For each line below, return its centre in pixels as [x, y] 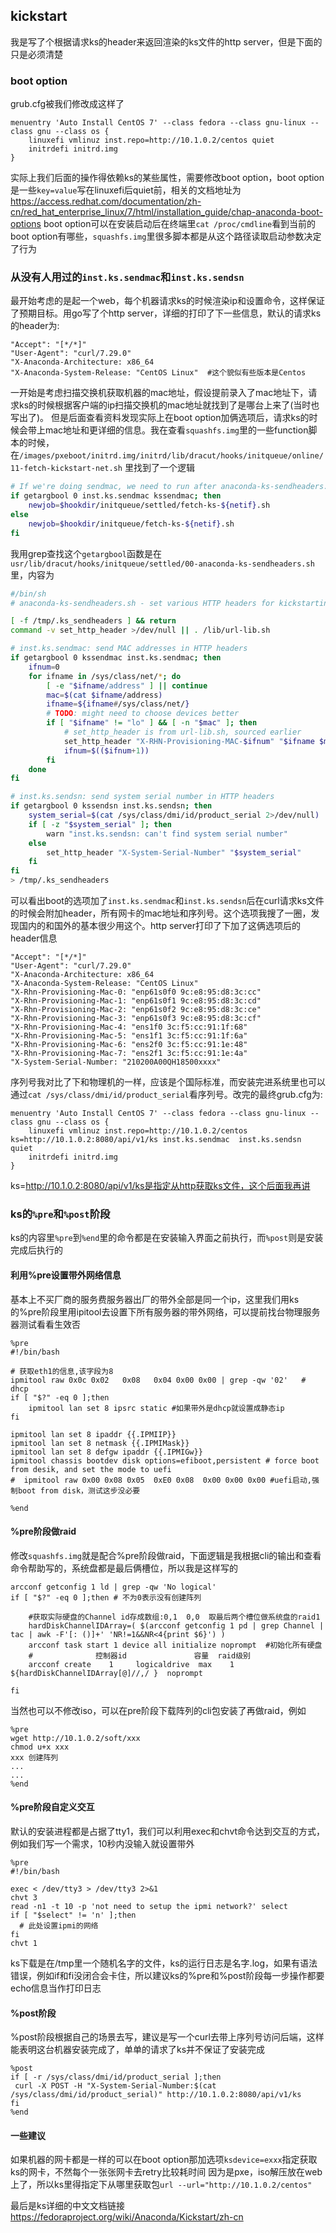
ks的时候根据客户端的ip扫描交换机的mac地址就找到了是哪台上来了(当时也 [169, 405]
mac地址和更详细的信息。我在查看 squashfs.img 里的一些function [176, 430]
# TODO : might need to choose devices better [143, 714]
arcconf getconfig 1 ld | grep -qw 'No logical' [113, 1587]
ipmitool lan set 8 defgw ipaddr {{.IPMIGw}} [106, 1452]
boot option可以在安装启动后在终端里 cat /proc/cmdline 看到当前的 [180, 224]
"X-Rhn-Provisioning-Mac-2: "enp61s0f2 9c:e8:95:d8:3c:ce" [136, 1010]
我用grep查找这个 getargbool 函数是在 [86, 553]
